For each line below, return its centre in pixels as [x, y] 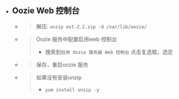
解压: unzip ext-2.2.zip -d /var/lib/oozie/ [92, 26]
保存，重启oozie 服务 [62, 64]
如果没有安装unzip [59, 77]
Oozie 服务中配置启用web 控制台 [77, 39]
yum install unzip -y [72, 90]
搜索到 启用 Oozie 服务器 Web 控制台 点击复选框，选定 [109, 52]
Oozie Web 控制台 [46, 11]
